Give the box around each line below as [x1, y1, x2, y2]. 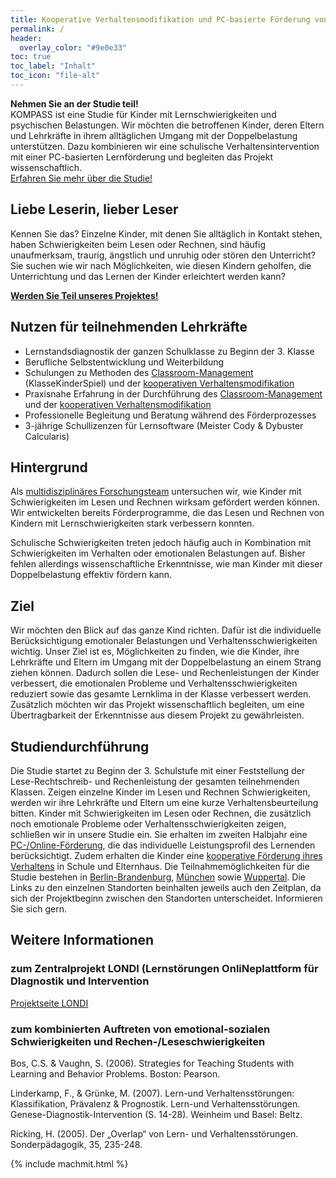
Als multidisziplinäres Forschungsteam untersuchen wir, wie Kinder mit [10, 486, 302, 498]
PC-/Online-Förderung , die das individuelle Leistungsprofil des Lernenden [10, 839, 316, 851]
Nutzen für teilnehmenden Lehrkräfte [10, 319, 248, 336]
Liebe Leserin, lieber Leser [10, 201, 179, 218]
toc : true [10, 52, 52, 62]
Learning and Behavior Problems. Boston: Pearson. [10, 1067, 221, 1080]
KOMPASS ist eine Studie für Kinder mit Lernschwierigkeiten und [10, 108, 277, 120]
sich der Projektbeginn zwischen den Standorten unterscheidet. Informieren [10, 892, 323, 904]
